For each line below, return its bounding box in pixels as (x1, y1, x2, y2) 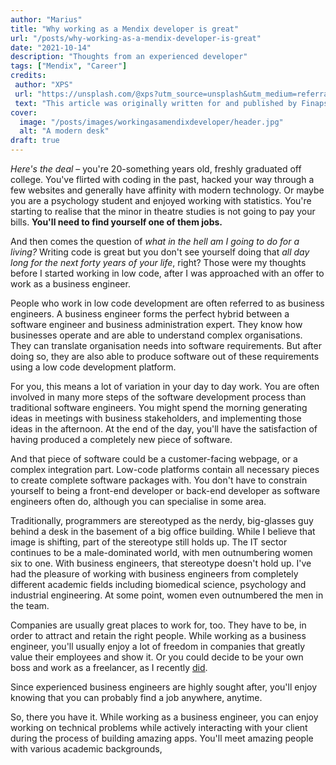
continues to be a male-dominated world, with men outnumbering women (10, 547, 313, 558)
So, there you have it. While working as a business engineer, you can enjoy (10, 711, 319, 723)
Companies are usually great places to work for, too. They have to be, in (10, 619, 307, 631)
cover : (10, 107, 38, 118)
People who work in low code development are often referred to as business (10, 297, 325, 309)
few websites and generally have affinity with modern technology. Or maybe (10, 184, 325, 196)
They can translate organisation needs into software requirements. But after (10, 340, 322, 351)
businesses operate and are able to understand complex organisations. (10, 329, 303, 341)
